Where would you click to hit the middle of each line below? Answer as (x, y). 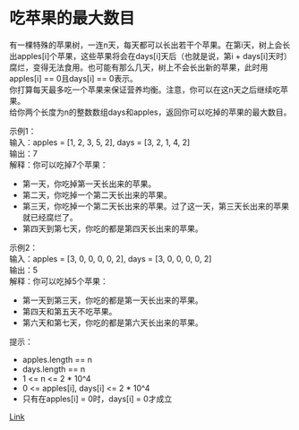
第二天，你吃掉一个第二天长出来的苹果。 (97, 194)
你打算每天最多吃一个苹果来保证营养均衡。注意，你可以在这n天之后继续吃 (145, 90)
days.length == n (54, 369)
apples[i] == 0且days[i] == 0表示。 (74, 78)
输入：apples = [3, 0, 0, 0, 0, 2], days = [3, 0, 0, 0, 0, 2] (111, 258)
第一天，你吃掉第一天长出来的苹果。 (89, 184)
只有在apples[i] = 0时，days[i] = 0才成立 (97, 399)
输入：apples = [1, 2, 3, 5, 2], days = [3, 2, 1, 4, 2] (100, 142)
